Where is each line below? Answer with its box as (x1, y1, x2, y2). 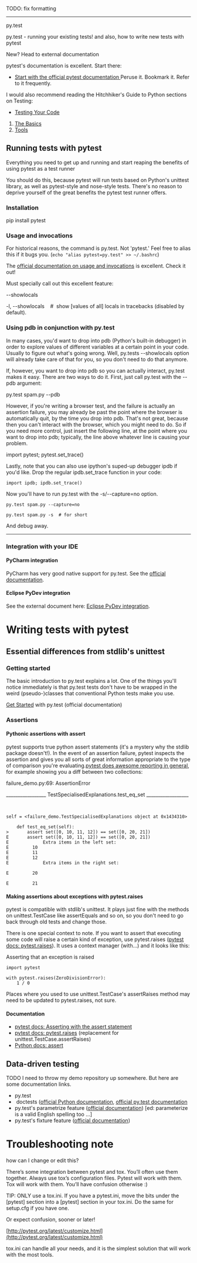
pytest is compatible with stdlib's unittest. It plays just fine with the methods (6, 906, 189, 913)
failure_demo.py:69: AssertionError (6, 780, 91, 787)
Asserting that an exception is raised (6, 953, 95, 961)
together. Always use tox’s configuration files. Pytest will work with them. (6, 1174, 183, 1181)
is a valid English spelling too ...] (14, 1111, 93, 1118)
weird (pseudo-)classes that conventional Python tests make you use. (6, 689, 175, 697)
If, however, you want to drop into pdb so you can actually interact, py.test (6, 367, 185, 374)
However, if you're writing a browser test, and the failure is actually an (6, 402, 175, 409)
